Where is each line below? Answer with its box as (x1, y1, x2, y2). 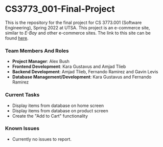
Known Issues (5, 125, 40, 132)
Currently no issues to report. (12, 136, 72, 142)
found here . (5, 35, 28, 41)
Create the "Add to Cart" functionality (12, 113, 88, 119)
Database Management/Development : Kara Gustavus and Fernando (12, 74, 152, 80)
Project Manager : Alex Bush (12, 59, 70, 64)
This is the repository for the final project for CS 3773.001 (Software (5, 20, 142, 25)
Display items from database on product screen (12, 107, 109, 113)
